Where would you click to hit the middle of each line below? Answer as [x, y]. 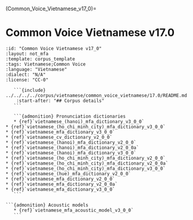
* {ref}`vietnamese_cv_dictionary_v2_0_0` [59, 137]
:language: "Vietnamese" [36, 69]
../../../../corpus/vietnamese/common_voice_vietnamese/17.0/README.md [96, 95]
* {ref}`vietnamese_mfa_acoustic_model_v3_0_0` [74, 210]
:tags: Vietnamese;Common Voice [46, 64]
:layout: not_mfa [27, 54]
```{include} [29, 90]
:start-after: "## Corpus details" [60, 101]
